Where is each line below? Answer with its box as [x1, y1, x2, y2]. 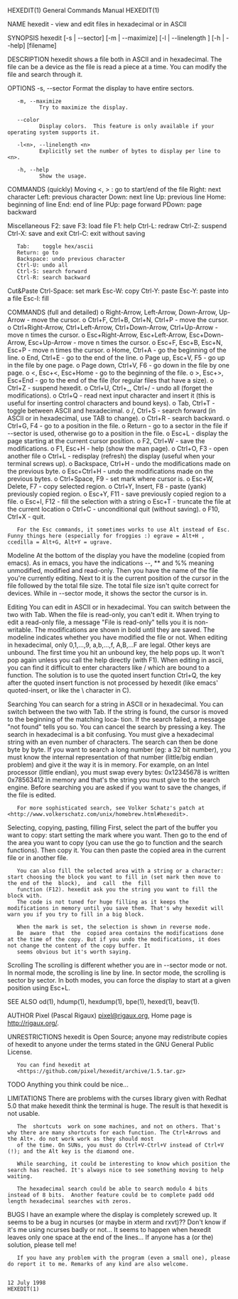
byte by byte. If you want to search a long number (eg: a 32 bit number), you [7, 745, 232, 754]
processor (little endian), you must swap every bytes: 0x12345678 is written [7, 768, 229, 776]
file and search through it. [7, 71, 83, 78]
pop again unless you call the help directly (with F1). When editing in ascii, [7, 656, 224, 664]
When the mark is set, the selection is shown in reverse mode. [16, 923, 212, 931]
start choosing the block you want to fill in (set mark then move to [7, 874, 221, 881]
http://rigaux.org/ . [7, 1019, 59, 1027]
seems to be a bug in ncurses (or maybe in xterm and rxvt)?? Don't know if [7, 1218, 227, 1226]
